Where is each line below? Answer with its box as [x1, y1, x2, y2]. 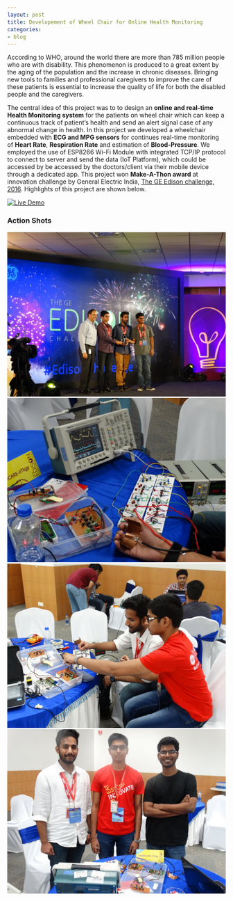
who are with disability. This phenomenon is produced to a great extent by [7, 61, 220, 69]
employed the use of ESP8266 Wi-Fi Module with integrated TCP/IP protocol [7, 148, 226, 157]
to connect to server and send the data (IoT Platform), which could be [7, 155, 207, 164]
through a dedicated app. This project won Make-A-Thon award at [7, 170, 199, 179]
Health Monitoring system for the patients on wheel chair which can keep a [7, 111, 225, 120]
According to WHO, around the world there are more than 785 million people [7, 53, 225, 62]
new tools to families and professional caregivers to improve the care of [7, 75, 212, 83]
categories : [7, 26, 42, 33]
